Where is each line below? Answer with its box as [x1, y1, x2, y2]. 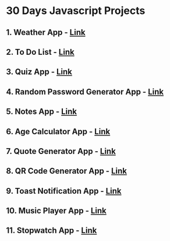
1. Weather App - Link [6, 27, 86, 37]
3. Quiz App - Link [6, 67, 73, 77]
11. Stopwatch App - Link [6, 226, 97, 236]
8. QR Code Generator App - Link [6, 166, 127, 176]
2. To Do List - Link [6, 47, 75, 57]
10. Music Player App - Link [6, 206, 107, 216]
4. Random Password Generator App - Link [6, 86, 164, 97]
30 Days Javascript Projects [6, 4, 146, 18]
